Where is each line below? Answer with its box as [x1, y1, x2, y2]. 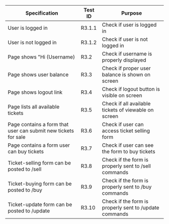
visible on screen [102, 92, 142, 99]
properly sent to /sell [102, 162, 151, 170]
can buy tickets [8, 148, 44, 155]
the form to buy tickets [102, 148, 155, 155]
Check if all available [102, 100, 151, 107]
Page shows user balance [8, 71, 69, 78]
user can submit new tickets [8, 127, 74, 134]
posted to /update [8, 207, 50, 214]
